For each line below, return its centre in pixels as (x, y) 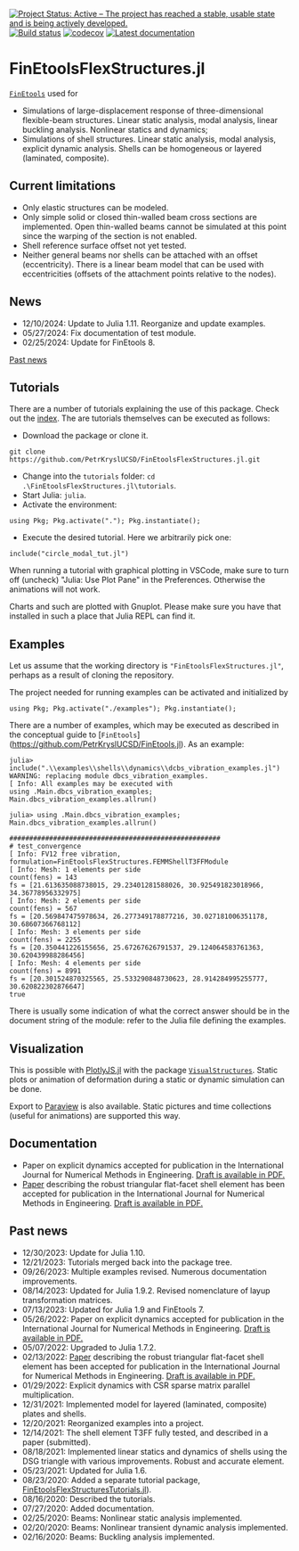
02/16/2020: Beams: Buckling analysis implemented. (118, 1537)
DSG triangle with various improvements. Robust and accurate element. (153, 1461)
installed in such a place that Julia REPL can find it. (102, 616)
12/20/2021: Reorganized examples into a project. (113, 1423)
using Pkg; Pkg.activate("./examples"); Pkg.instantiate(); (123, 709)
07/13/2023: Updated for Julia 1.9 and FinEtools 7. (113, 1309)
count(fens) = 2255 (45, 940)
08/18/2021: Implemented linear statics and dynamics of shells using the (154, 1451)
